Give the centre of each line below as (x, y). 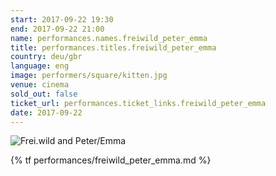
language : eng (40, 66)
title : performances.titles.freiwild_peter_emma (113, 47)
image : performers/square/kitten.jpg (89, 76)
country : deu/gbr (46, 57)
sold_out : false (44, 94)
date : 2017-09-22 (46, 112)
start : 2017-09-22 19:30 (62, 19)
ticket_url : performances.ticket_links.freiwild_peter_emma (138, 103)
